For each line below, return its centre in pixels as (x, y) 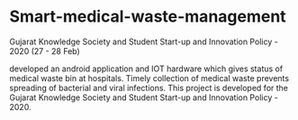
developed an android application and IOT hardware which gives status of (146, 69)
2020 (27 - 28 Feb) (45, 51)
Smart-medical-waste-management (148, 17)
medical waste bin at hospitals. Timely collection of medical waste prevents (149, 78)
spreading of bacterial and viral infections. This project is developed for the (149, 88)
